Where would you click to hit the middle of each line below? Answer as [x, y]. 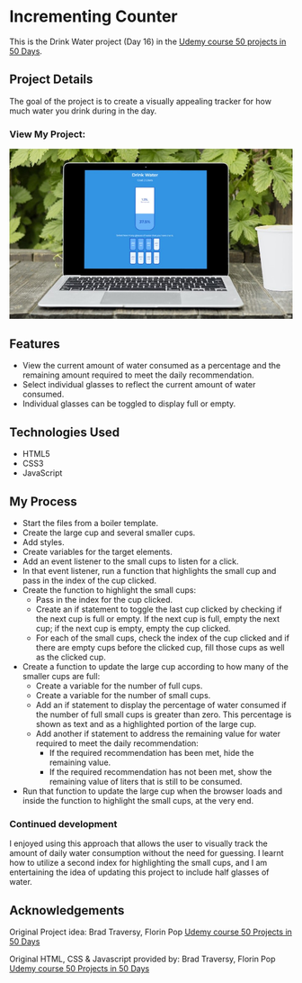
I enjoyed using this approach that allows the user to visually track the [138, 843]
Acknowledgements [67, 910]
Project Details [51, 80]
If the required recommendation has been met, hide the [151, 753]
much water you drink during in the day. [83, 111]
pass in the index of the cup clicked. [89, 580]
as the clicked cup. [71, 657]
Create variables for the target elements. [97, 552]
